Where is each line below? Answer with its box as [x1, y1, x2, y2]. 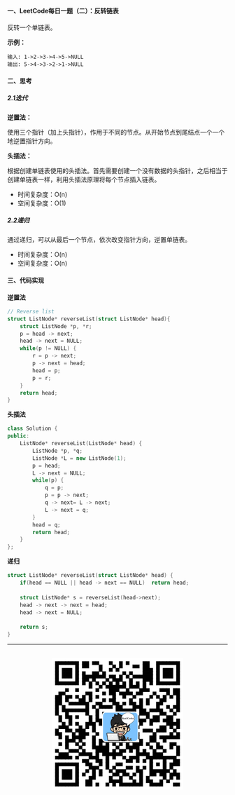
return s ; [20, 624, 49, 631]
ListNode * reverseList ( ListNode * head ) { [20, 440, 142, 447]
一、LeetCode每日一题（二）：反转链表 [7, 6, 119, 15]
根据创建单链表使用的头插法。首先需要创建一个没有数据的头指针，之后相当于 [7, 166, 228, 175]
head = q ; [32, 521, 61, 529]
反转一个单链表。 [7, 23, 57, 32]
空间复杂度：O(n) [17, 259, 68, 267]
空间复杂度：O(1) [17, 198, 66, 207]
